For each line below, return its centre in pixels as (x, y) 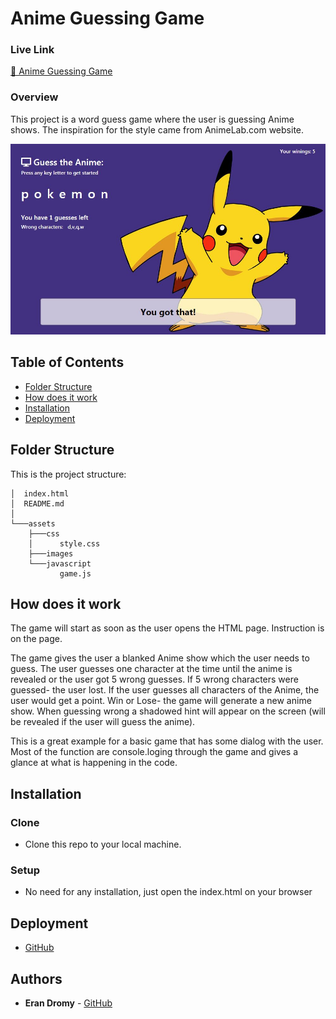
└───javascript (60, 563)
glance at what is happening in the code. (94, 763)
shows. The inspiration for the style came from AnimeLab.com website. (157, 129)
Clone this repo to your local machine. (103, 844)
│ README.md (37, 503)
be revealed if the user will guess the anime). (103, 722)
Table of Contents (67, 362)
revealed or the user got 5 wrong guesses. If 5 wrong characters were (154, 679)
